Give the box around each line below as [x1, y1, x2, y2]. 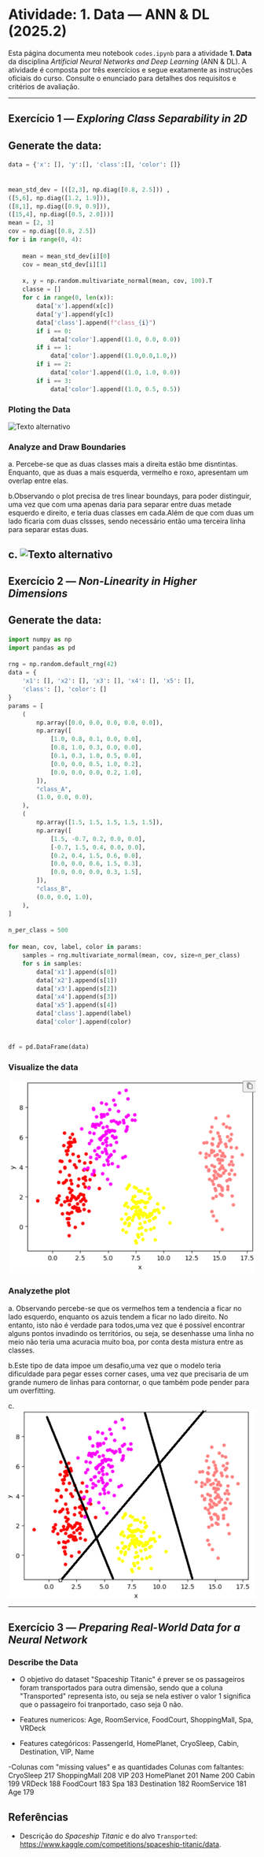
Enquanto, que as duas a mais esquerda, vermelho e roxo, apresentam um [8, 467, 249, 478]
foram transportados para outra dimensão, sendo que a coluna [19, 1683, 223, 1692]
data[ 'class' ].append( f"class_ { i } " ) [36, 318, 156, 326]
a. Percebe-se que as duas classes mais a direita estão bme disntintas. [8, 460, 238, 469]
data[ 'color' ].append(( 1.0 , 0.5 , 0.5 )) [49, 385, 181, 393]
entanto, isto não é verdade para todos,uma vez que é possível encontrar [8, 1320, 245, 1330]
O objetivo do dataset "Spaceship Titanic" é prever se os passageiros [19, 1675, 245, 1684]
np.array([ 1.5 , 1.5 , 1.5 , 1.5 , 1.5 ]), [36, 818, 163, 827]
